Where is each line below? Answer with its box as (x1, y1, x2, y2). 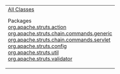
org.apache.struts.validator (8, 55, 73, 62)
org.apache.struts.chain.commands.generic (8, 30, 112, 37)
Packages (8, 17, 32, 24)
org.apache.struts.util (8, 49, 59, 56)
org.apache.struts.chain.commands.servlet (8, 36, 111, 43)
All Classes (8, 6, 35, 13)
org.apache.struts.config (8, 43, 67, 50)
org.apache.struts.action (8, 24, 66, 30)
